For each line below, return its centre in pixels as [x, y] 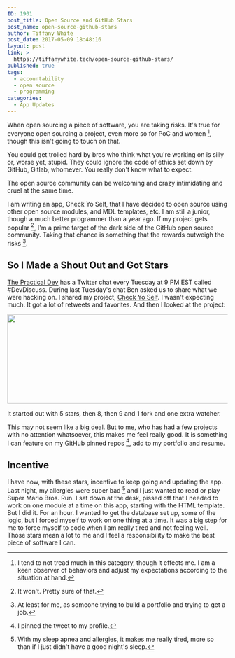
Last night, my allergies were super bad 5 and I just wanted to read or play [114, 490]
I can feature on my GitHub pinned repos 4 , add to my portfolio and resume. [116, 442]
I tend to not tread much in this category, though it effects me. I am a [116, 562]
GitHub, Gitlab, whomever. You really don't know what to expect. [100, 169]
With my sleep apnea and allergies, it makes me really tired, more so [116, 639]
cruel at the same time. [40, 190]
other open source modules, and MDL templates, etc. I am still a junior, [109, 211]
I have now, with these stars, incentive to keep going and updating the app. [115, 482]
